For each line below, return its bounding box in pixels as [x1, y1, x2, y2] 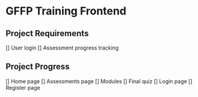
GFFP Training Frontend [5, 4, 127, 18]
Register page [5, 84, 40, 91]
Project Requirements [5, 28, 89, 39]
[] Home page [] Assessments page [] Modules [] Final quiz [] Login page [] [5, 77, 193, 85]
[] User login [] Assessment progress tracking [5, 44, 119, 51]
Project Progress [5, 61, 70, 72]
